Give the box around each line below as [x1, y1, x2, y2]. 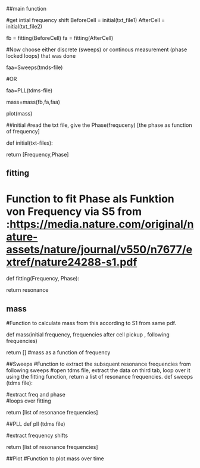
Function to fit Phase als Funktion [6, 192, 174, 205]
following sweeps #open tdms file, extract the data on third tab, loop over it [6, 367, 190, 374]
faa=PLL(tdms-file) [6, 87, 53, 94]
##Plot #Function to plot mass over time [6, 455, 104, 462]
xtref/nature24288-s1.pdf [6, 255, 137, 269]
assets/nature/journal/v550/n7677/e [6, 242, 192, 256]
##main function [6, 5, 46, 12]
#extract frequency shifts [6, 432, 68, 439]
